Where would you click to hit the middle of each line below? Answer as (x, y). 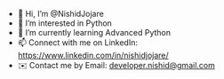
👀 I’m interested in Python (65, 23)
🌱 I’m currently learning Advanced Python (94, 32)
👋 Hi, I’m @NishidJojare (60, 14)
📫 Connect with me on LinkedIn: (78, 43)
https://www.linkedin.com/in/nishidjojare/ (93, 55)
